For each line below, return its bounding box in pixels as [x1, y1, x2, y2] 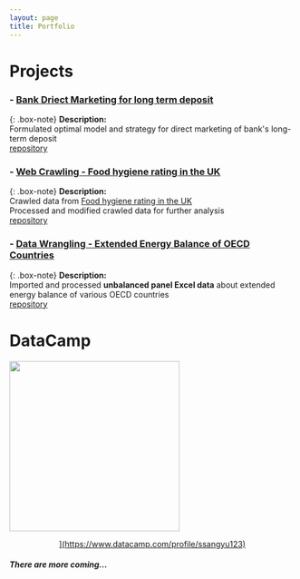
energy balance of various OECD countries [9, 289, 169, 299]
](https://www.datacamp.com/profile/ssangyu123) [58, 538, 247, 549]
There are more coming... [9, 559, 108, 570]
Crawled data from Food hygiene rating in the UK [9, 196, 193, 207]
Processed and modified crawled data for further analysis [9, 205, 225, 216]
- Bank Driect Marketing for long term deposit [9, 93, 214, 105]
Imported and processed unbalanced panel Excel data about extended [9, 279, 276, 290]
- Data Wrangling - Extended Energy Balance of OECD [9, 238, 251, 250]
